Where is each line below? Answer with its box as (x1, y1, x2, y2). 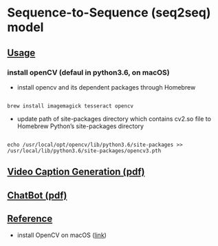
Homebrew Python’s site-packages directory (17, 122, 144, 130)
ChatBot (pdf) (7, 189, 67, 201)
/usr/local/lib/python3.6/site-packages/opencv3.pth (7, 147, 162, 154)
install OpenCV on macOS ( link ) (17, 231, 107, 239)
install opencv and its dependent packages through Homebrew (17, 83, 196, 91)
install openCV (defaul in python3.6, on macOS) (7, 68, 170, 77)
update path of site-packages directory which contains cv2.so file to (17, 114, 212, 123)
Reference (7, 213, 53, 225)
